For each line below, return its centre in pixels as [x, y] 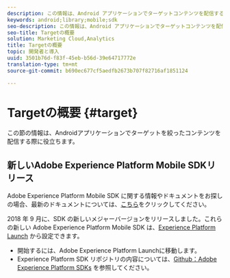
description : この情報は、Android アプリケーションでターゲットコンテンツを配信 [111, 13]
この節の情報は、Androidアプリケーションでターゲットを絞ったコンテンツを [114, 133]
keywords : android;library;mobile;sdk [62, 20]
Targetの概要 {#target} [73, 113]
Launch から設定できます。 [45, 236]
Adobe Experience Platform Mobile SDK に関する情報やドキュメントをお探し [115, 196]
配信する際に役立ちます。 [43, 142]
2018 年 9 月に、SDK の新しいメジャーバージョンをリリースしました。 [106, 219]
